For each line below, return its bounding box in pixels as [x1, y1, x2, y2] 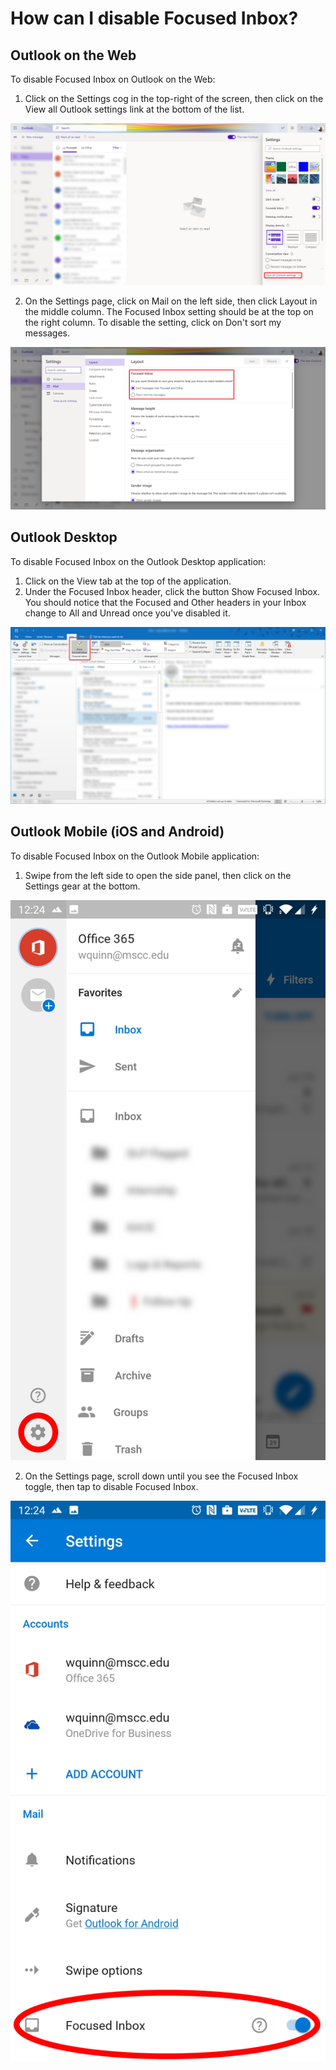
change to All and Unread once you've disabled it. [24, 607, 231, 619]
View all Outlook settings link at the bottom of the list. [24, 103, 245, 115]
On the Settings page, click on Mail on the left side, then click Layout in [24, 295, 318, 307]
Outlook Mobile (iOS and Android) [10, 823, 225, 841]
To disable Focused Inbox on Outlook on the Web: [10, 73, 216, 85]
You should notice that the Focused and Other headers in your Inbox [24, 596, 307, 608]
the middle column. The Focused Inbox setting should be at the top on [24, 306, 314, 318]
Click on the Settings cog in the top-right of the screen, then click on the [24, 93, 324, 104]
